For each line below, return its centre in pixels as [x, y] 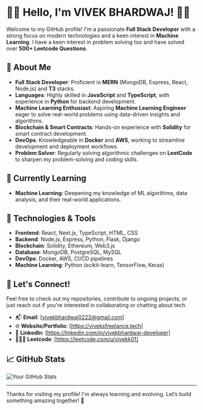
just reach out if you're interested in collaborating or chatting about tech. [97, 305]
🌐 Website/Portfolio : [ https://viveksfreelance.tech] [79, 326]
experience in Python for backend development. [75, 101]
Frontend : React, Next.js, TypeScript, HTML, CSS [76, 233]
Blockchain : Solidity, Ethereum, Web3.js [65, 246]
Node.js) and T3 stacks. [45, 88]
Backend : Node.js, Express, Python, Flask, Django [77, 239]
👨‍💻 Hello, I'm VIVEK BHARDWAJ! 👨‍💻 [98, 12]
